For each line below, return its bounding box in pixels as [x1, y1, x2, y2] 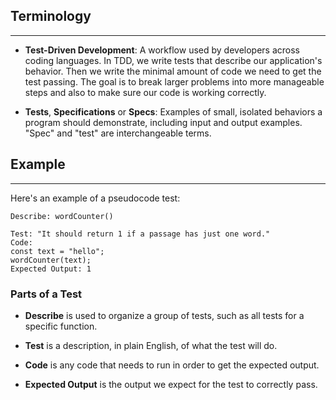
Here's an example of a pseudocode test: [10, 192, 181, 204]
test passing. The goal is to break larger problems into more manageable [24, 75, 325, 88]
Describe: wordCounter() [10, 211, 114, 221]
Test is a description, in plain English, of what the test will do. [24, 339, 278, 351]
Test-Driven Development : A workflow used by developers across [24, 44, 301, 56]
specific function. [24, 320, 98, 332]
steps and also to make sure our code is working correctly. [24, 86, 267, 98]
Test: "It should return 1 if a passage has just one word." [10, 229, 271, 239]
